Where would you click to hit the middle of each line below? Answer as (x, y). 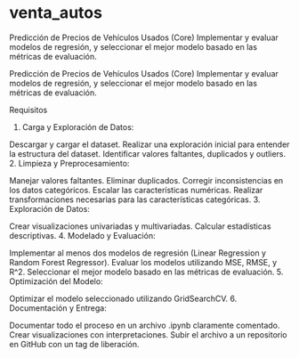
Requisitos (28, 110)
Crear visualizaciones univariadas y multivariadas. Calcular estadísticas (140, 226)
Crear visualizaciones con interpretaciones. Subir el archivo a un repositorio (148, 334)
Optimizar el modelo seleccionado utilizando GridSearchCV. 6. (123, 298)
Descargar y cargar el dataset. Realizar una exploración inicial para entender (149, 144)
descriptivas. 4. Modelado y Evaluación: (82, 235)
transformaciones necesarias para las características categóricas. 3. (135, 199)
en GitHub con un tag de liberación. (74, 344)
